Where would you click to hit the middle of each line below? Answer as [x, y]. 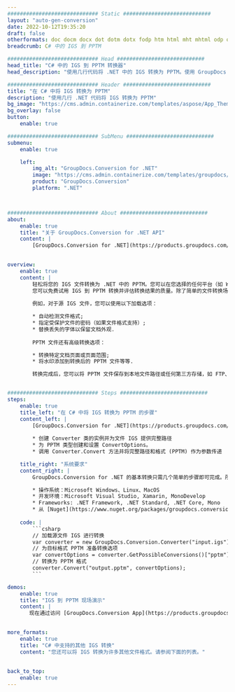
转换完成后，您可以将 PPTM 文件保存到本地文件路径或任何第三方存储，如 [122, 374]
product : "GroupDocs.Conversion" [81, 182]
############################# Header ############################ [109, 85]
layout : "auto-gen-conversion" [53, 20]
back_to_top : [26, 672]
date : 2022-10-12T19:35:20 [47, 27]
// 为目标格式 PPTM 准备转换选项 [75, 548]
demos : [17, 587]
